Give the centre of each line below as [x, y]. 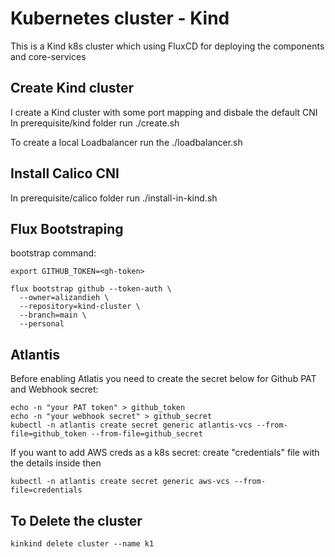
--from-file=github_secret [146, 434]
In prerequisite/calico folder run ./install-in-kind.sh [114, 198]
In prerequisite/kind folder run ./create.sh [95, 123]
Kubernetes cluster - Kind [120, 18]
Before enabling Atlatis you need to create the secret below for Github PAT [163, 379]
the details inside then [56, 463]
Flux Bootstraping [67, 228]
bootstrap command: [53, 253]
